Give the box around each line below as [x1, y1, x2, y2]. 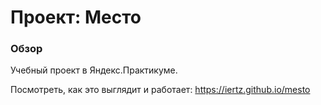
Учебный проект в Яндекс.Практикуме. [10, 64, 178, 76]
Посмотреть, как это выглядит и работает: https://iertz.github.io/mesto [10, 84, 311, 96]
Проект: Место [10, 6, 142, 29]
